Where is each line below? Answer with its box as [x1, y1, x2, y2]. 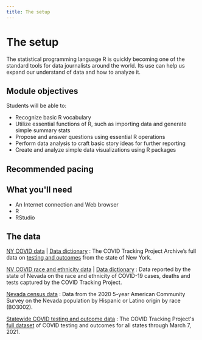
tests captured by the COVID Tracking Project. [6, 278, 122, 286]
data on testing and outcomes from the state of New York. [6, 254, 152, 261]
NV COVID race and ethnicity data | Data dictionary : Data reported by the [6, 266, 191, 273]
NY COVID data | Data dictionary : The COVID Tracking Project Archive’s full [6, 247, 197, 255]
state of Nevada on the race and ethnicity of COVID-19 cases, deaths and [6, 272, 190, 280]
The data [6, 231, 41, 241]
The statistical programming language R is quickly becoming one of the [6, 55, 186, 63]
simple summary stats [15, 127, 71, 134]
